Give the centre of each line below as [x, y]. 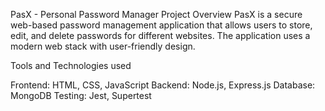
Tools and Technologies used [71, 65]
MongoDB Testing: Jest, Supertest [81, 95]
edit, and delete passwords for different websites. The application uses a [160, 35]
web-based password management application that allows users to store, [161, 25]
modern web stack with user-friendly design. [103, 46]
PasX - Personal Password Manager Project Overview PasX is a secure [156, 14]
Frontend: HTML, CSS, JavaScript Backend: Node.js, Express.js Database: [163, 85]
